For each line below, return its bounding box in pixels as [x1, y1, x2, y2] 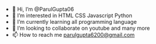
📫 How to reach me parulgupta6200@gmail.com [11, 32, 135, 38]
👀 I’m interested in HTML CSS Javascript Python [11, 12, 133, 19]
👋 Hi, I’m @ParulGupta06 [11, 6, 74, 12]
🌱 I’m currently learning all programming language [11, 18, 137, 25]
